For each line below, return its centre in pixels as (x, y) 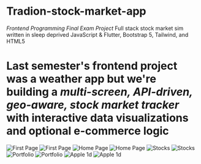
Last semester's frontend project (92, 66)
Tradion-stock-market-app (76, 11)
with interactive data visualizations (97, 118)
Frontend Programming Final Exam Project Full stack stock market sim (95, 28)
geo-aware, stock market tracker (93, 105)
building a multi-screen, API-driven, (100, 92)
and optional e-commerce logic (88, 131)
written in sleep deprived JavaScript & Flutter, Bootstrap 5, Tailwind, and (97, 34)
